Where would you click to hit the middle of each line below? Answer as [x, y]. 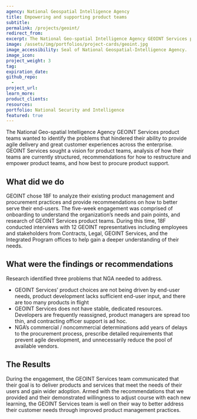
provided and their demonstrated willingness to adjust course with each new [98, 397]
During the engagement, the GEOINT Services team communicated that [93, 378]
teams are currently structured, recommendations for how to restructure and [98, 157]
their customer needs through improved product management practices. [94, 410]
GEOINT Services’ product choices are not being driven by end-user [97, 290]
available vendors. [37, 346]
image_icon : [21, 55]
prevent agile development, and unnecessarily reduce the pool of [93, 340]
